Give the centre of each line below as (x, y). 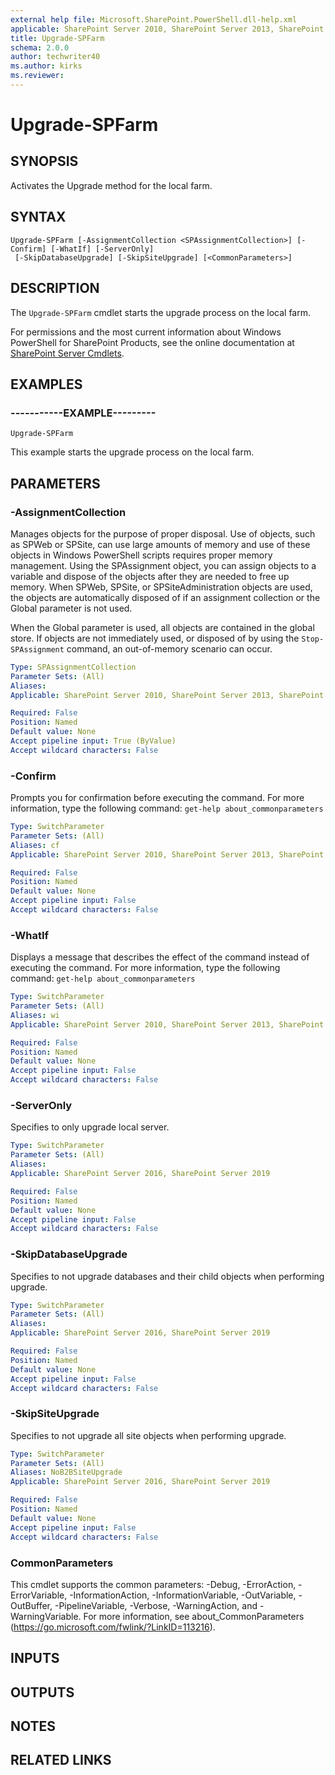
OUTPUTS (42, 1692)
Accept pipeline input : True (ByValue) (93, 741)
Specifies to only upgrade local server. (90, 1127)
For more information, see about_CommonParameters (194, 1616)
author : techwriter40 (55, 57)
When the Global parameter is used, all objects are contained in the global (162, 627)
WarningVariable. (46, 1616)
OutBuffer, (31, 1605)
